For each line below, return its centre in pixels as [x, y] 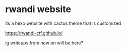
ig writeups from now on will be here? [44, 43]
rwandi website [38, 9]
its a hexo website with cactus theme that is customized [63, 23]
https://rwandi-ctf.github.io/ [34, 33]
